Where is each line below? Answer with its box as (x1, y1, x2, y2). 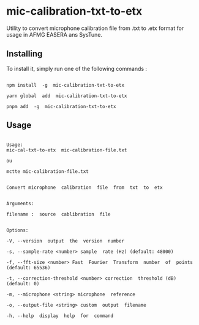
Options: (6, 227, 29, 233)
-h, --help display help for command (6, 313, 114, 319)
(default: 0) (6, 280, 40, 287)
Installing (6, 49, 43, 59)
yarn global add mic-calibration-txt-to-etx (6, 93, 127, 99)
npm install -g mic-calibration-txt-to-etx (6, 82, 124, 88)
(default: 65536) (6, 265, 51, 271)
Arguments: (6, 200, 34, 206)
